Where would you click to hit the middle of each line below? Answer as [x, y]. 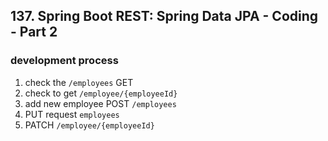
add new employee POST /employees [100, 103]
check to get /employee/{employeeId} [101, 93]
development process [64, 61]
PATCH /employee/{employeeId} [89, 125]
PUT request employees [72, 114]
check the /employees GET [79, 82]
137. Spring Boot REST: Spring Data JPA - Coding [164, 16]
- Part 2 [34, 32]
